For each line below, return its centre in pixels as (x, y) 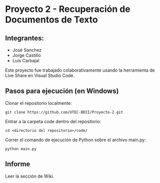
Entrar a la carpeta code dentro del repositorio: (53, 121)
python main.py (21, 149)
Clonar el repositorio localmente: (39, 103)
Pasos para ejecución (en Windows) (62, 91)
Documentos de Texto (51, 20)
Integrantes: (25, 38)
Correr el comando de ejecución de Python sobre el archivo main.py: (76, 140)
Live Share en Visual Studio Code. (40, 75)
